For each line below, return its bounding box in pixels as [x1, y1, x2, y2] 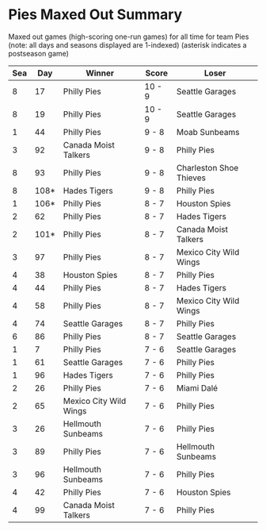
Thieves [176, 172, 207, 183]
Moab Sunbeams [176, 126, 240, 137]
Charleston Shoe [176, 162, 239, 173]
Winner [85, 67, 115, 79]
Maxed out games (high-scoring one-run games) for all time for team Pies [8, 32, 249, 41]
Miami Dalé [176, 383, 218, 394]
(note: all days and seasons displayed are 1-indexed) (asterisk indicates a [8, 40, 247, 49]
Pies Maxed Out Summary [8, 6, 183, 24]
